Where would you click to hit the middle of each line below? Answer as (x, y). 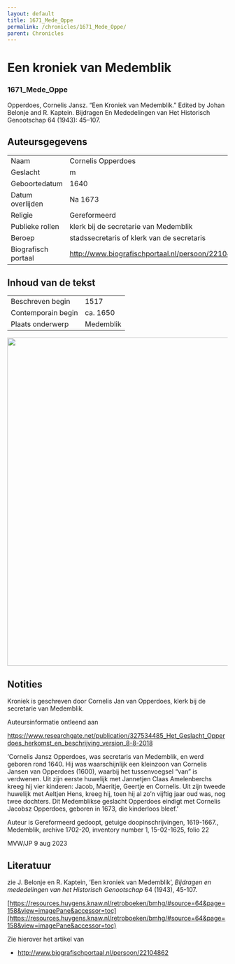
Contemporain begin (44, 313)
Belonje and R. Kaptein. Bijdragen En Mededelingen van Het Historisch (109, 112)
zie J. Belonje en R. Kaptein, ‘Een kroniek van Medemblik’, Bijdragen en (109, 882)
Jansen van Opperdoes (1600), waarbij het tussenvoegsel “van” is (102, 771)
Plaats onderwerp (40, 324)
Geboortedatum (37, 183)
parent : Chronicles (36, 33)
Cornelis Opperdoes (103, 160)
